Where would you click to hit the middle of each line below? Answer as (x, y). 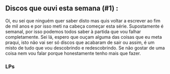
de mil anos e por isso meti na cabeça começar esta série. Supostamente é (84, 26)
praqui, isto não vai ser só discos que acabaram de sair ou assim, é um (80, 42)
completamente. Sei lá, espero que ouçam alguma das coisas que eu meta (84, 37)
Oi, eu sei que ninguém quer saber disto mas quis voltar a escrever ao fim (83, 20)
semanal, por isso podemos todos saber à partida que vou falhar (73, 31)
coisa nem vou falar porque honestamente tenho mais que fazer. (73, 53)
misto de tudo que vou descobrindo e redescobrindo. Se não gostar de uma (85, 47)
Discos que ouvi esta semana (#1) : (62, 8)
